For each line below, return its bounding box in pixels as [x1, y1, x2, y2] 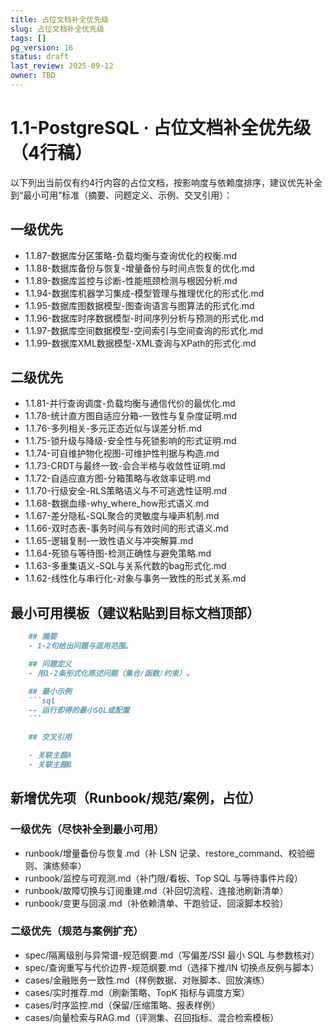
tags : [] [10, 33, 47, 43]
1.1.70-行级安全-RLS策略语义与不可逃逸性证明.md [24, 485, 228, 497]
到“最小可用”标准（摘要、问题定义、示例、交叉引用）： [10, 189, 233, 201]
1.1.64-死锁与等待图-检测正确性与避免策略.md [24, 547, 212, 560]
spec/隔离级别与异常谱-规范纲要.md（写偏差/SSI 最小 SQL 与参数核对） [24, 949, 320, 961]
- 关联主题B [28, 760, 72, 770]
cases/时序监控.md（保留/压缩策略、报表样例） [24, 999, 221, 1011]
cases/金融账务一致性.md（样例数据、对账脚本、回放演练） [24, 974, 270, 986]
